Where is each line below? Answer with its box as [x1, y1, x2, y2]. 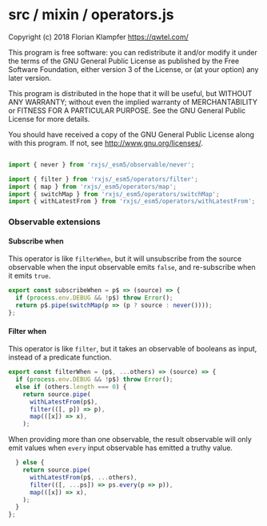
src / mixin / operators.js [8, 6, 174, 24]
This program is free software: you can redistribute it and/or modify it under [8, 47, 257, 57]
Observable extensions [8, 216, 102, 227]
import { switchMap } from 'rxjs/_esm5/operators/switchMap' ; [8, 190, 220, 198]
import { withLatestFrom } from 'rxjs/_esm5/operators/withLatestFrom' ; [8, 198, 256, 206]
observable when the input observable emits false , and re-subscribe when [8, 263, 256, 272]
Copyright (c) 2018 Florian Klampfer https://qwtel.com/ [8, 32, 189, 42]
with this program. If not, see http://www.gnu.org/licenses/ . [8, 138, 204, 147]
